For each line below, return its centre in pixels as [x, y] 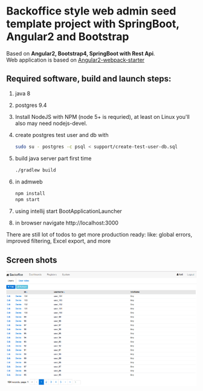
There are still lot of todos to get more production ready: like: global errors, [99, 235]
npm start [27, 200]
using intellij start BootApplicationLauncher [69, 211]
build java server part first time [53, 158]
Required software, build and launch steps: [89, 79]
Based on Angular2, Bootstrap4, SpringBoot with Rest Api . [81, 53]
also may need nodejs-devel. [51, 123]
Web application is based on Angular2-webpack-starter [76, 60]
